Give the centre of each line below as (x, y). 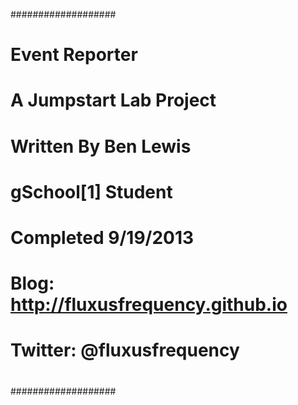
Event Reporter (74, 55)
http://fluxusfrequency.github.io (149, 305)
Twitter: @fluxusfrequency (125, 350)
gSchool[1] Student (91, 191)
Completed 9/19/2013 (102, 237)
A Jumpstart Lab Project (113, 100)
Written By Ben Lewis (101, 146)
